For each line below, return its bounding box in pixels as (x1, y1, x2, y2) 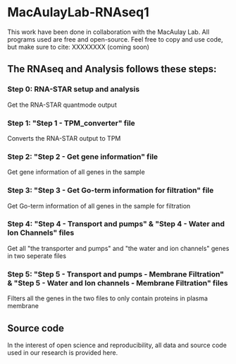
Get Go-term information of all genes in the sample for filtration (7, 201, 191, 210)
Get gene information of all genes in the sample (7, 168, 146, 177)
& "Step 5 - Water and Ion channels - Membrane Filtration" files (7, 278, 228, 288)
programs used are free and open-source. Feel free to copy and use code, (7, 35, 223, 43)
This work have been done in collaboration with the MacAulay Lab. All (7, 28, 210, 36)
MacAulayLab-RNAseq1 (7, 4, 149, 20)
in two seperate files (7, 252, 67, 260)
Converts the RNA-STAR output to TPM (7, 134, 121, 142)
